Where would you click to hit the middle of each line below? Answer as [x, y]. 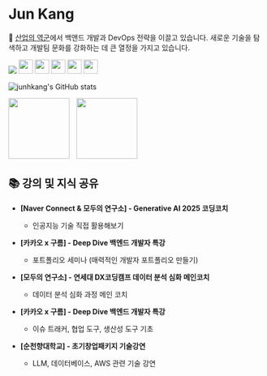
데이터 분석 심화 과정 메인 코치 [80, 294]
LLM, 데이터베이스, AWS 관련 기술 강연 [94, 363]
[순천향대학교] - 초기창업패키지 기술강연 [83, 346]
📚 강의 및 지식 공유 [54, 184]
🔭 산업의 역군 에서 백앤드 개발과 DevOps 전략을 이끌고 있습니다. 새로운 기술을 [130, 37]
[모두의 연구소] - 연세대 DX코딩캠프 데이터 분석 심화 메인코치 [115, 277]
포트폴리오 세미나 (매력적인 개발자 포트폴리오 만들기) [115, 259]
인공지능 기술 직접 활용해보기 [78, 225]
